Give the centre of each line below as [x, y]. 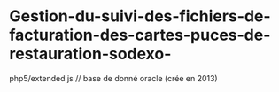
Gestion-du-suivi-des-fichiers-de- [140, 16]
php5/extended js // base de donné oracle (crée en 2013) [114, 78]
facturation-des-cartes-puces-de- [140, 35]
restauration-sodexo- [90, 54]
